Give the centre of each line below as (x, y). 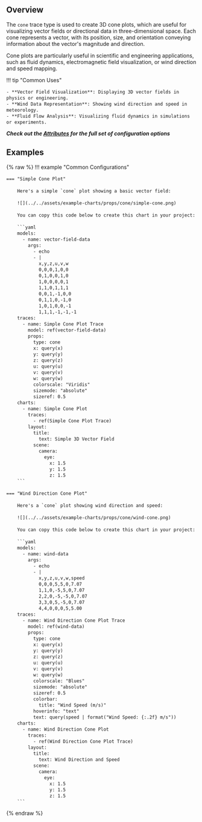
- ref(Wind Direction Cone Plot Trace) (83, 741)
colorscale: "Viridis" (62, 384)
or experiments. (27, 122)
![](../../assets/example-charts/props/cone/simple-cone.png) (97, 203)
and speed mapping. (32, 68)
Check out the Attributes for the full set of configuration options (88, 133)
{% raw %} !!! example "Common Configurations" (68, 167)
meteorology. (23, 110)
